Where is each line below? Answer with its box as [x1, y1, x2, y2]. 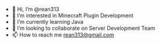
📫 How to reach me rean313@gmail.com [11, 32, 115, 38]
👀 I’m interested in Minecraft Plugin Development [11, 12, 134, 19]
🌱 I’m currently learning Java [11, 18, 84, 25]
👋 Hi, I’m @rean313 [11, 6, 59, 12]
